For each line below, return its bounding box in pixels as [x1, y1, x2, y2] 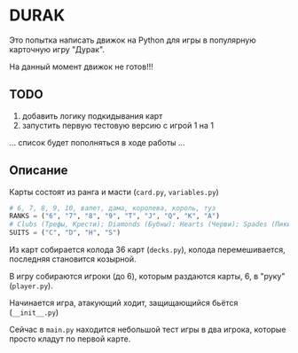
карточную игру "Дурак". [9, 43, 105, 54]
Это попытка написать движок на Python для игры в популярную [9, 35, 257, 45]
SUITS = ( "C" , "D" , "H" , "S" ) [9, 228, 122, 238]
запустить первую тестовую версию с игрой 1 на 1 [21, 120, 215, 130]
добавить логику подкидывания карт [21, 110, 163, 121]
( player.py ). [9, 280, 53, 291]
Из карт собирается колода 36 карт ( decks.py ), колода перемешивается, [9, 245, 286, 255]
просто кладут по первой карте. [9, 333, 131, 344]
